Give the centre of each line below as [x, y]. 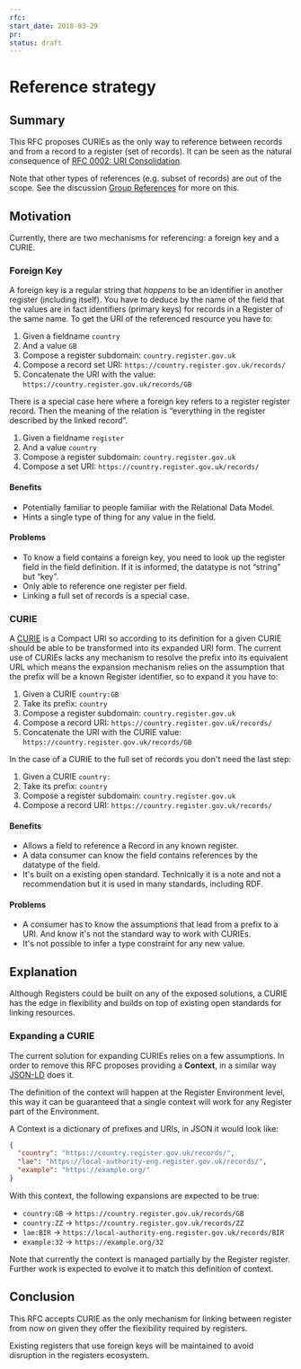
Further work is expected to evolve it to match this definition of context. [142, 1268]
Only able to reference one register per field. [105, 586]
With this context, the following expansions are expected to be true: [134, 1196]
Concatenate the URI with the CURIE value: [102, 733]
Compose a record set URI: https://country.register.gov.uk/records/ [154, 365]
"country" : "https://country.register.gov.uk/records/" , [126, 1153]
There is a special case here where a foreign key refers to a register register [150, 402]
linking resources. [42, 1013]
